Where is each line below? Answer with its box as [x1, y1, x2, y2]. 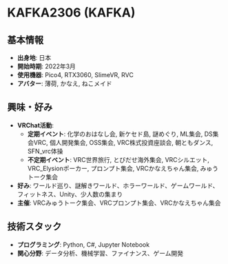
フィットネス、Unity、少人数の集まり [17, 190, 123, 198]
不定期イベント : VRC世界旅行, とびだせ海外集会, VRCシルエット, [27, 155, 210, 163]
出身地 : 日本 [17, 54, 52, 61]
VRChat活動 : [17, 121, 54, 129]
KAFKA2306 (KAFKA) [7, 5, 136, 21]
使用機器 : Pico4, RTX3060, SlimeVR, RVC [17, 71, 134, 79]
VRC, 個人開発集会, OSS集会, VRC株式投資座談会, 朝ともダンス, [33, 138, 214, 146]
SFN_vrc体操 [27, 147, 63, 155]
